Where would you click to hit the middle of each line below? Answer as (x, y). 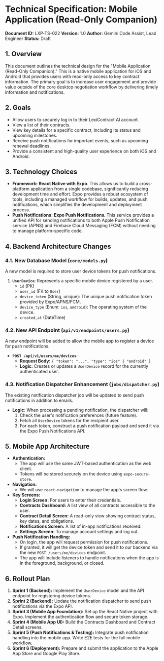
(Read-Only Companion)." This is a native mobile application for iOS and (78, 71)
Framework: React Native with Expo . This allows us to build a (75, 184)
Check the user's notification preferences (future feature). (79, 415)
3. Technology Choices (41, 172)
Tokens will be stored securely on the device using (71, 474)
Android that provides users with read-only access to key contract (72, 76)
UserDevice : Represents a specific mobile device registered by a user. (83, 281)
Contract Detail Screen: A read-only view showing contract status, (88, 516)
